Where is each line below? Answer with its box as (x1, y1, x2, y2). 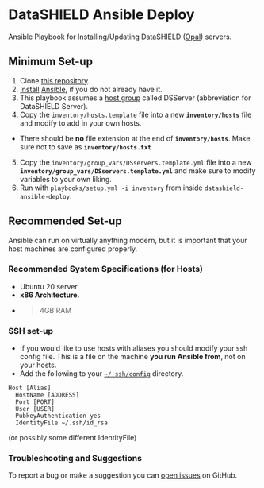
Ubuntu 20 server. (19, 281, 79, 291)
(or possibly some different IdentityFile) (8, 433, 137, 443)
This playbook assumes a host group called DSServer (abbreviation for (19, 93, 251, 103)
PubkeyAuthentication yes (15, 412, 101, 420)
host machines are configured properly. (8, 244, 137, 254)
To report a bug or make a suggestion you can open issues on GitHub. (8, 471, 238, 480)
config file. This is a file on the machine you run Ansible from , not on (19, 352, 246, 362)
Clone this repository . (19, 76, 90, 85)
